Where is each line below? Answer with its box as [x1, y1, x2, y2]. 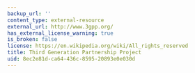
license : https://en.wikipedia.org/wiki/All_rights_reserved [7, 42, 189, 49]
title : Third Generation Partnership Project [7, 49, 141, 56]
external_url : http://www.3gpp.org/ [7, 23, 114, 30]
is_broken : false [7, 36, 58, 43]
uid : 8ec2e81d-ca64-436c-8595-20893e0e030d [7, 56, 136, 63]
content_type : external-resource [7, 17, 104, 24]
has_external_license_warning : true [7, 29, 114, 37]
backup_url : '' [7, 10, 52, 17]
